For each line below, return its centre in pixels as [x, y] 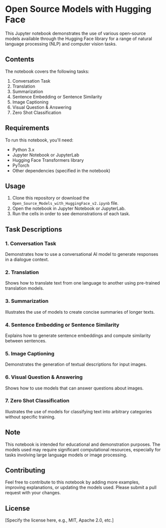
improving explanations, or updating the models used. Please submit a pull [81, 487]
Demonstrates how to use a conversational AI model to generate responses [82, 254]
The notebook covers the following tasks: [47, 71]
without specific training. [30, 417]
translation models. [25, 288]
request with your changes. [33, 493]
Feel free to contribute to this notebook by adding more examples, [72, 482]
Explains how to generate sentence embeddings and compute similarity [78, 336]
